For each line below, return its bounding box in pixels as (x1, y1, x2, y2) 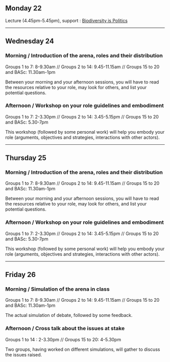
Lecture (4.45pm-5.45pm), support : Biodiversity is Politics (5, 17, 128, 23)
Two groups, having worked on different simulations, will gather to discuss (5, 346, 160, 352)
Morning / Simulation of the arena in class (5, 286, 110, 293)
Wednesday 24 (5, 37, 54, 46)
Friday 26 (5, 270, 36, 279)
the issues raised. (5, 351, 42, 357)
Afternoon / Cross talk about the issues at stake (5, 325, 125, 332)
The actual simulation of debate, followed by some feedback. (5, 312, 133, 318)
